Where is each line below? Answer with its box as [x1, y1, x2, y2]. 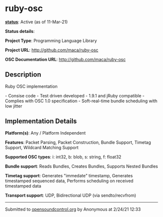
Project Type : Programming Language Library [5, 37, 97, 44]
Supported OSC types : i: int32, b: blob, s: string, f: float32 [5, 154, 122, 160]
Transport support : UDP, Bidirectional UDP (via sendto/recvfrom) [5, 192, 136, 198]
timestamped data [5, 183, 41, 189]
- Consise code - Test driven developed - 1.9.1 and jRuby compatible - [5, 93, 145, 98]
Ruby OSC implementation [5, 83, 58, 89]
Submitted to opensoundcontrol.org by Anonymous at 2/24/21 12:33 [5, 206, 141, 212]
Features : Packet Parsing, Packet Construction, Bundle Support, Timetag [5, 139, 151, 145]
